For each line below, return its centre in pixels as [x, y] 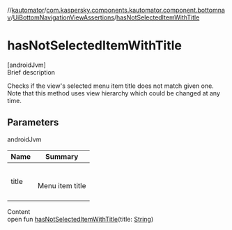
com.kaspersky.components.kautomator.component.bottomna [136, 10]
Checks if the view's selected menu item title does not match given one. [110, 86]
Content [19, 211]
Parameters [33, 122]
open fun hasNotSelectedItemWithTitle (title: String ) [80, 219]
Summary [62, 156]
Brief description [31, 72]
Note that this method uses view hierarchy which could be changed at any [114, 93]
